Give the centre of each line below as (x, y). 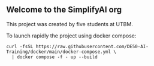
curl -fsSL (20, 46)
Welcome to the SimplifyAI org (64, 10)
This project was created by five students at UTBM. (70, 24)
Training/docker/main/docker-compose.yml (59, 52)
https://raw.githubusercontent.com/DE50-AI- (92, 46)
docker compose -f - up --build (57, 57)
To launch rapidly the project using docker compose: (71, 36)
